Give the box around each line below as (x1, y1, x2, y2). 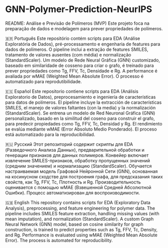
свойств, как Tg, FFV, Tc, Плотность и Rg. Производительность (5, 179, 141, 185)
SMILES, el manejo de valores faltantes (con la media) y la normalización (5, 104, 156, 110)
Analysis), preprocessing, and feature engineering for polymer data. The (5, 205, 155, 211)
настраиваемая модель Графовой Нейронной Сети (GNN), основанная (5, 168, 158, 174)
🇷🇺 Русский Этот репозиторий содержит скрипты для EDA (5, 141, 133, 147)
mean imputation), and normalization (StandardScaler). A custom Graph (5, 216, 154, 222)
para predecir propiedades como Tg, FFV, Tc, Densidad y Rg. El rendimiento (5, 120, 162, 127)
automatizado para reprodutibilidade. (5, 78, 82, 84)
